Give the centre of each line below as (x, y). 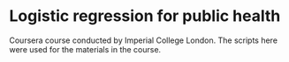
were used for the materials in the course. (85, 49)
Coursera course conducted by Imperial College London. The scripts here (144, 40)
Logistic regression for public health (145, 16)
